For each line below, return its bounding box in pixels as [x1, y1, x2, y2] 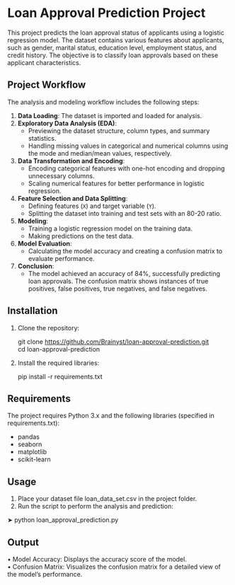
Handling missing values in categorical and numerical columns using [28, 141, 229, 150]
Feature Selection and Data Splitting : [17, 194, 128, 202]
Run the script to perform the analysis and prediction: [17, 502, 173, 511]
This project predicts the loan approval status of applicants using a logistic [7, 28, 224, 37]
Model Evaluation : [17, 239, 72, 248]
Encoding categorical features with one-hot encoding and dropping [28, 164, 225, 173]
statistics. [28, 134, 57, 142]
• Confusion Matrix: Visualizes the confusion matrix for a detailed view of [7, 562, 221, 571]
